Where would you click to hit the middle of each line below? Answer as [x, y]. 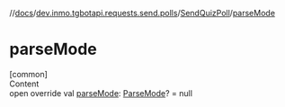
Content [24, 84]
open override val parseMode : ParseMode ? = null [101, 93]
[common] [28, 74]
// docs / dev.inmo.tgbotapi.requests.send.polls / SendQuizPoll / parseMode [142, 13]
